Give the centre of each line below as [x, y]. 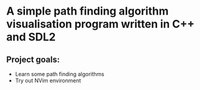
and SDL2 [31, 37]
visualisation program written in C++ [101, 24]
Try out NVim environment [48, 81]
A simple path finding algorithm [87, 11]
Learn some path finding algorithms [60, 74]
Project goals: [33, 59]
